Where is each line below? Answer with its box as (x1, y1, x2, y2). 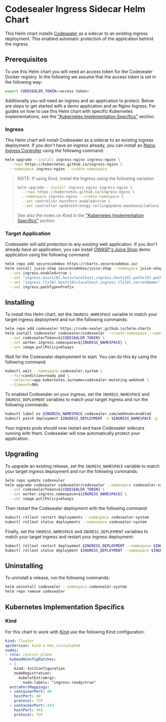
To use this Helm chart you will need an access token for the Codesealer (5, 68, 153, 74)
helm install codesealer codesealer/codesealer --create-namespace (5, 331, 147, 336)
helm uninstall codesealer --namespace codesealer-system (5, 584, 127, 590)
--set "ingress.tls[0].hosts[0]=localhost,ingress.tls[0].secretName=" (9, 280, 161, 285)
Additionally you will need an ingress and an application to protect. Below (5, 98, 154, 104)
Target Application (5, 230, 51, 237)
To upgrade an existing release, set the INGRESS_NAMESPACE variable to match (5, 463, 160, 469)
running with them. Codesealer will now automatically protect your (5, 430, 140, 436)
